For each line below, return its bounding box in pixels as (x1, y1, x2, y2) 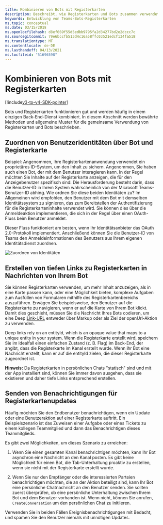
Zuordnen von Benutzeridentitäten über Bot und (5, 138, 154, 147)
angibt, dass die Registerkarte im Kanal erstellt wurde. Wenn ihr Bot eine (5, 345, 149, 351)
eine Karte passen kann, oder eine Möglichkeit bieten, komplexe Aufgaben (5, 289, 154, 295)
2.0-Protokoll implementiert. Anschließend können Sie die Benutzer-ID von (5, 230, 154, 236)
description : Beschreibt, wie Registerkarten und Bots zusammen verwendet (5, 12, 160, 16)
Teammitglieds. (5, 430, 35, 436)
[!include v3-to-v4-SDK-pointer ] (5, 99, 68, 105)
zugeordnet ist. (5, 355, 35, 361)
